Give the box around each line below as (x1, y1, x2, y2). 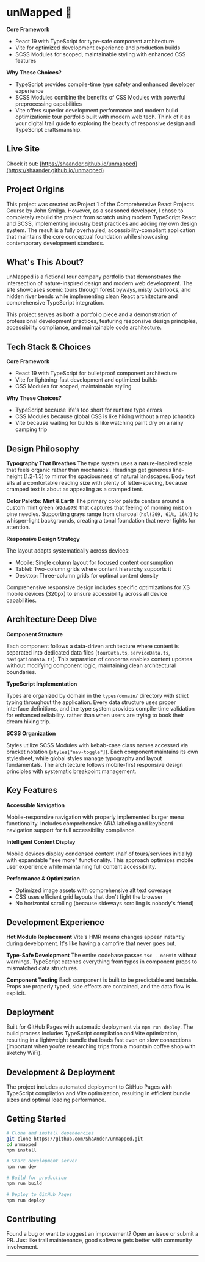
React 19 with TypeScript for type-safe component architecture (15, 37, 174, 45)
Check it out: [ (6, 160, 42, 167)
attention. (6, 523, 31, 531)
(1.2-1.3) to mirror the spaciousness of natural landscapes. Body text (23, 473, 196, 480)
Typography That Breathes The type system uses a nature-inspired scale (6, 460, 193, 466)
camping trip (15, 426, 48, 433)
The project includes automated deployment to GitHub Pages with (6, 1083, 172, 1090)
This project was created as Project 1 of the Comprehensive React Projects (6, 200, 194, 208)
